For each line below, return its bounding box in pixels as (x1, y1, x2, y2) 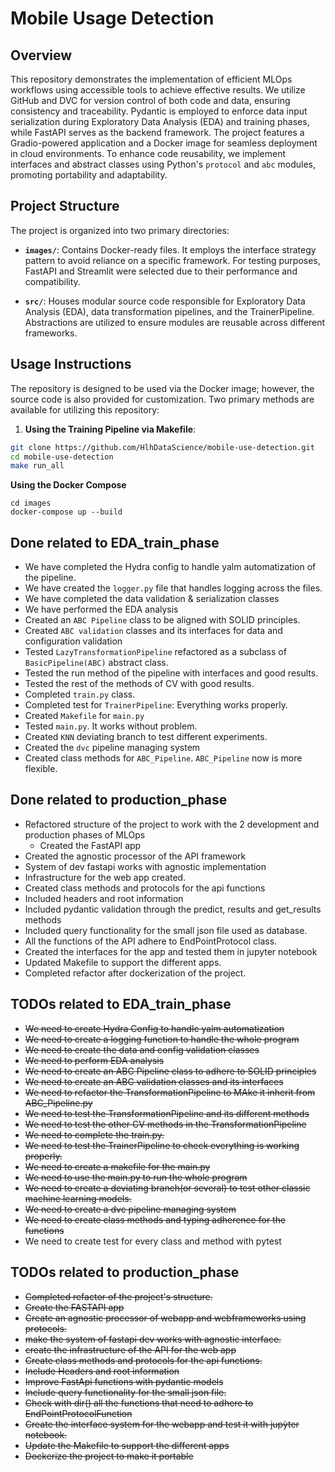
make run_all (10, 461, 65, 471)
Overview (10, 47, 73, 64)
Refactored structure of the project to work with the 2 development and (24, 818, 320, 830)
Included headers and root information (24, 892, 184, 904)
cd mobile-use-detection (10, 452, 114, 462)
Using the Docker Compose (10, 479, 127, 491)
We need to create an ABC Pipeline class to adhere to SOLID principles (24, 1065, 317, 1077)
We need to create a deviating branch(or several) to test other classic (24, 1182, 311, 1194)
